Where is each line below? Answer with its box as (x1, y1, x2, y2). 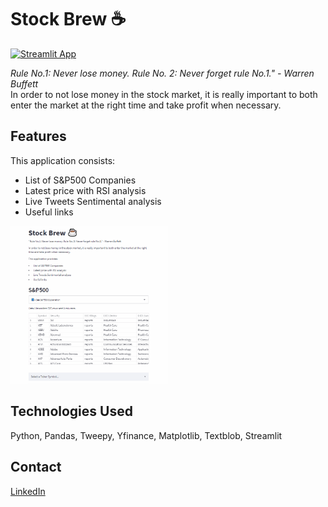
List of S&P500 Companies (24, 174, 137, 186)
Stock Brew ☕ (10, 8, 127, 31)
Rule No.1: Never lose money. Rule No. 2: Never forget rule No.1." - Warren (10, 67, 315, 79)
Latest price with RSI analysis (24, 184, 147, 196)
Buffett (10, 77, 39, 90)
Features (10, 128, 67, 145)
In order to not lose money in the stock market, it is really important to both (10, 88, 318, 100)
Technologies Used (10, 403, 133, 420)
